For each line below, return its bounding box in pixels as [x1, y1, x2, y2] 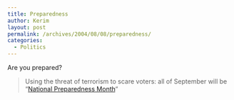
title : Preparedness [7, 10, 69, 18]
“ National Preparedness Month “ [24, 85, 118, 93]
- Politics [14, 44, 46, 51]
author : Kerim [7, 17, 50, 24]
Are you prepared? [7, 64, 63, 71]
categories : [7, 37, 43, 44]
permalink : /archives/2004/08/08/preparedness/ [7, 30, 152, 38]
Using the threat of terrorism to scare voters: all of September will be [24, 77, 228, 86]
